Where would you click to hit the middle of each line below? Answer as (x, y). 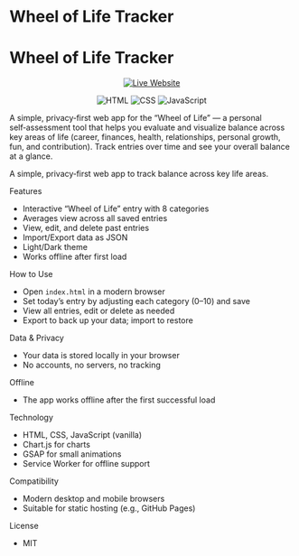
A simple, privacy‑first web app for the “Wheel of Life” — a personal (135, 118)
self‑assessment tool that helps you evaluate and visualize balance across (147, 127)
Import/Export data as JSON (75, 237)
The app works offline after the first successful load (119, 400)
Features (26, 191)
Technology (32, 418)
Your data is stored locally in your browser (101, 356)
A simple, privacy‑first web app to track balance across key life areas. (139, 174)
